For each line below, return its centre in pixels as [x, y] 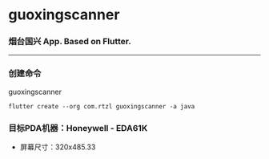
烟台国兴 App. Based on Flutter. [70, 42]
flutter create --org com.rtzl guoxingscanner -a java [102, 106]
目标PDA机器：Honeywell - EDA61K [78, 128]
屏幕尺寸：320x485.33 [58, 147]
